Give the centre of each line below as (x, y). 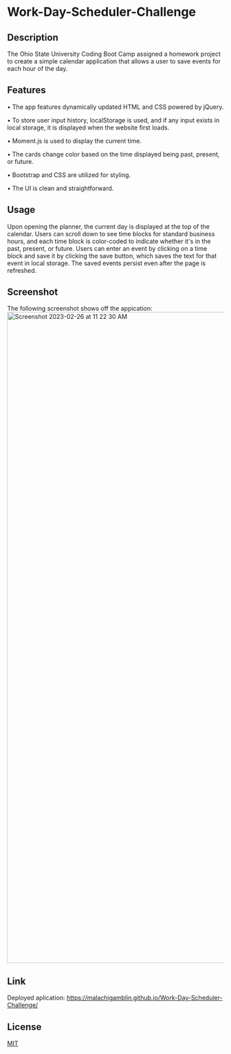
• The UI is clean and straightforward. (60, 188)
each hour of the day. (37, 69)
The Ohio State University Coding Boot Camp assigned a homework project (114, 54)
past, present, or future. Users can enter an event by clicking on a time (107, 248)
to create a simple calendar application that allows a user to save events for (114, 61)
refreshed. (22, 270)
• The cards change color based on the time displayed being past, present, (113, 154)
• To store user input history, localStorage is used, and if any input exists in (113, 120)
